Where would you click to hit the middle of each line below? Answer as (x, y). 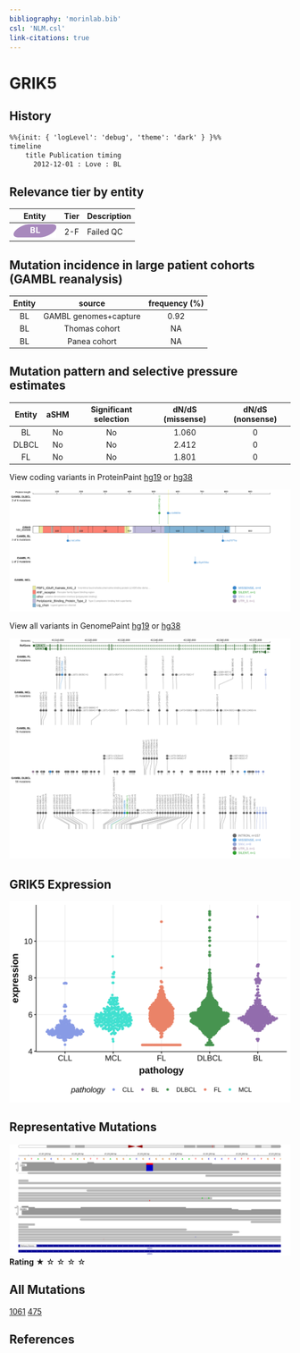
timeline (25, 147)
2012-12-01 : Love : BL (77, 165)
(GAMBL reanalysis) (66, 279)
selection (111, 419)
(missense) (185, 419)
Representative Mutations (83, 1127)
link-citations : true (50, 38)
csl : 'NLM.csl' (37, 28)
